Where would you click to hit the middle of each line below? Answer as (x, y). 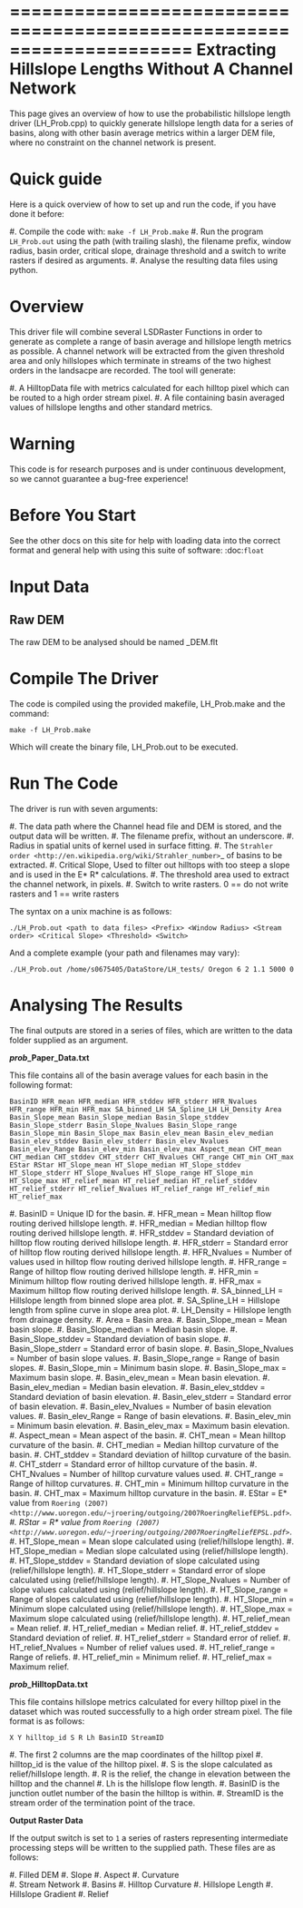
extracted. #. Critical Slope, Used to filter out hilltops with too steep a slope (150, 865)
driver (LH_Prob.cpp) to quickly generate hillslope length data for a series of (151, 122)
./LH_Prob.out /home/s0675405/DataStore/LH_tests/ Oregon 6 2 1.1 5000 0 (152, 969)
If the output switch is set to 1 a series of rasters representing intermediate (149, 1837)
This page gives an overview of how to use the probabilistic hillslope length (150, 113)
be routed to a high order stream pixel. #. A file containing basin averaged (147, 397)
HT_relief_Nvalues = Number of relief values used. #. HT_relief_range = (142, 1647)
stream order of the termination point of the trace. (103, 1803)
